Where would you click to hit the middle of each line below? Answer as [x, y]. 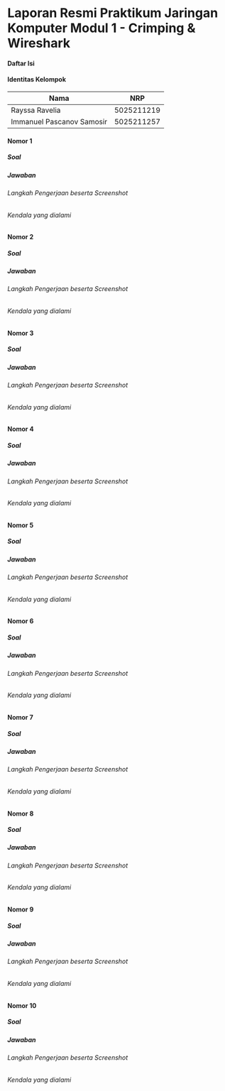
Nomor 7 [20, 717]
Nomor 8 [21, 813]
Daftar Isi [21, 63]
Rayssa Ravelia [36, 110]
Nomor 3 [21, 333]
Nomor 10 [22, 1005]
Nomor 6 [21, 621]
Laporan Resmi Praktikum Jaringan [113, 13]
